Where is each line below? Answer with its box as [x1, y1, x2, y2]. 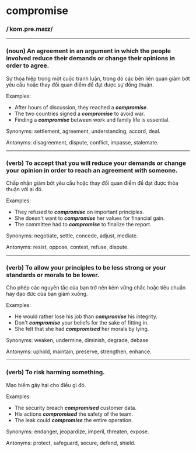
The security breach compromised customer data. [14, 404, 137, 411]
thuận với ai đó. [6, 186, 43, 193]
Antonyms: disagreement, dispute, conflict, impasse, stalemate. [6, 139, 159, 146]
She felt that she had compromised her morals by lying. [14, 326, 149, 333]
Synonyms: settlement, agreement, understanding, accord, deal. [6, 127, 161, 134]
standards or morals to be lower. [6, 271, 100, 279]
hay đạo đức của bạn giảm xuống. [6, 291, 88, 298]
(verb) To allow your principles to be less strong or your [6, 264, 166, 271]
